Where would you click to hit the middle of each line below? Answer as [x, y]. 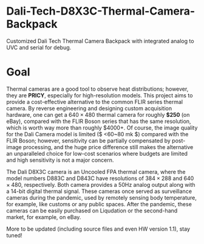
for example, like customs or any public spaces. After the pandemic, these [99, 204]
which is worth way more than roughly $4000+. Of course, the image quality [102, 127]
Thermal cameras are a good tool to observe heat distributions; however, [97, 89]
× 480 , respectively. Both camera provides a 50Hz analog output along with [101, 184]
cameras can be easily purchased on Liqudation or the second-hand [92, 211]
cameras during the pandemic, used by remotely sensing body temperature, [102, 197]
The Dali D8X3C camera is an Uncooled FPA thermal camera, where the [96, 172]
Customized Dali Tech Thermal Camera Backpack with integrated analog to [100, 41]
